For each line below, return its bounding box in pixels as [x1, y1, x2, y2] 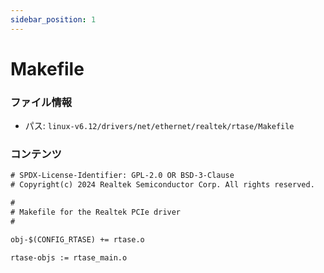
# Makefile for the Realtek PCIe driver [10, 207, 182, 218]
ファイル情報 [10, 95, 73, 109]
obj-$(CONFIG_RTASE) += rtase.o [10, 234, 145, 245]
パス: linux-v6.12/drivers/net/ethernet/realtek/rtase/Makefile [24, 120, 295, 132]
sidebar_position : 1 [10, 14, 97, 25]
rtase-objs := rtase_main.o [10, 252, 128, 263]
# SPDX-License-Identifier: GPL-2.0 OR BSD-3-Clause [10, 171, 235, 181]
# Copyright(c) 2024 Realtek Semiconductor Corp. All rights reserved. [10, 180, 315, 190]
